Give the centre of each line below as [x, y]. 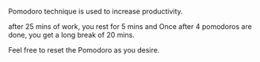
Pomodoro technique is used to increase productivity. [96, 11]
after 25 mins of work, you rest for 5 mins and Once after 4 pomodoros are [130, 26]
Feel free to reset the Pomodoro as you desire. [84, 50]
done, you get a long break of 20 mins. [71, 35]
